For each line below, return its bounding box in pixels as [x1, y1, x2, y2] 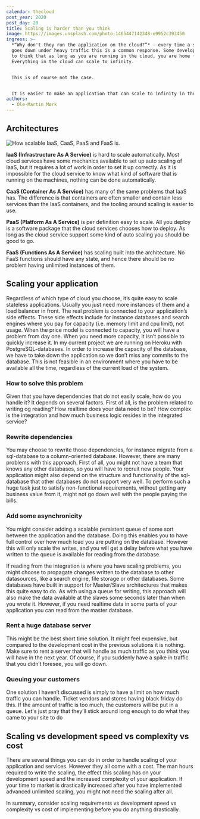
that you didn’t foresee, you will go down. [6, 660, 108, 667]
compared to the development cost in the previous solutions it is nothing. [6, 641, 185, 648]
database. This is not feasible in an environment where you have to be [6, 358, 179, 365]
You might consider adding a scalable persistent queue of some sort [6, 525, 174, 532]
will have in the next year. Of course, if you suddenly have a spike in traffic [6, 653, 189, 661]
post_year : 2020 [6, 14, 46, 20]
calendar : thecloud [6, 8, 55, 15]
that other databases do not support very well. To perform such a [30, 478, 190, 485]
